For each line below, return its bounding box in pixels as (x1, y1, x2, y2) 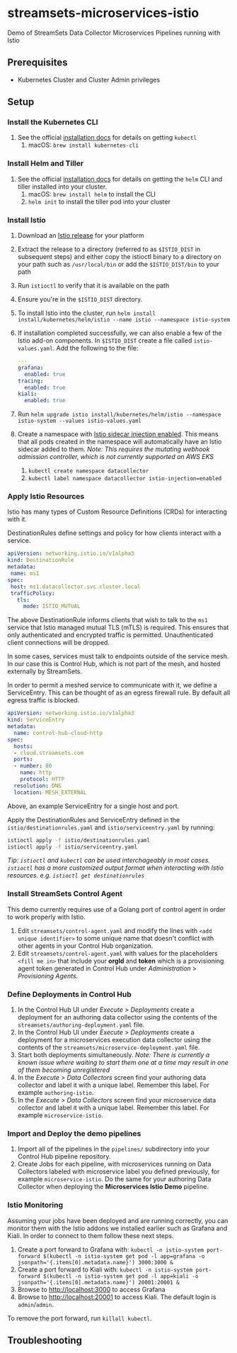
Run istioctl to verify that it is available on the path (17, 282, 170, 290)
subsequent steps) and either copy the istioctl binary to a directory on (17, 253, 221, 261)
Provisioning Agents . (17, 971, 79, 980)
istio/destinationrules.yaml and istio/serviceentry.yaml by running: (7, 823, 215, 832)
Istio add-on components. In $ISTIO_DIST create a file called (17, 336, 192, 345)
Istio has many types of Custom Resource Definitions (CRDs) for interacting (7, 507, 228, 516)
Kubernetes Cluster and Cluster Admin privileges (17, 75, 161, 84)
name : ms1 (10, 570, 40, 578)
